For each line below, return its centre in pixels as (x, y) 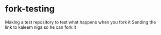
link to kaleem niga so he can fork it (41, 27)
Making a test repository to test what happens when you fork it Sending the (80, 22)
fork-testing (30, 9)
